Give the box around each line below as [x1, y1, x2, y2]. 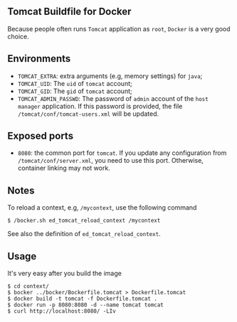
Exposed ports [7, 130, 73, 142]
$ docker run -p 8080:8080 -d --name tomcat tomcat [7, 301, 164, 308]
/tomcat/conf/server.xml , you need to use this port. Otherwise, [17, 156, 204, 165]
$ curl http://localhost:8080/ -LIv [7, 308, 116, 315]
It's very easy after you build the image [7, 269, 122, 278]
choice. [7, 32, 30, 41]
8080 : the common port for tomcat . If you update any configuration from [17, 149, 227, 157]
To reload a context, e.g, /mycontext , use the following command [7, 203, 197, 212]
